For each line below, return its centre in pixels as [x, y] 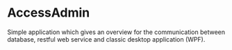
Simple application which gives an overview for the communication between [116, 32]
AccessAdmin [49, 13]
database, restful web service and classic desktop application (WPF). [106, 39]
